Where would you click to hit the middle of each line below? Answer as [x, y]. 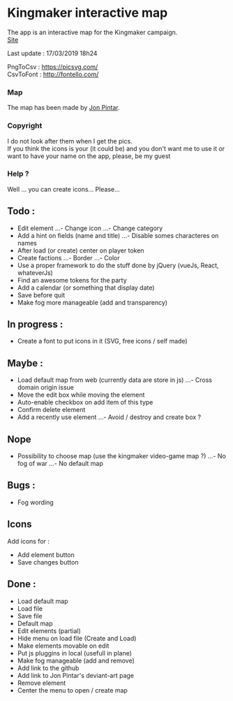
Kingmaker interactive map [88, 13]
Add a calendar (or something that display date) [86, 288]
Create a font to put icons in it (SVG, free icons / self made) [102, 341]
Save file [30, 616]
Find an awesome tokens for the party [72, 280]
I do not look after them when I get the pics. [70, 141]
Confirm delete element [51, 410]
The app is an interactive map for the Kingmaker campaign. [92, 32]
